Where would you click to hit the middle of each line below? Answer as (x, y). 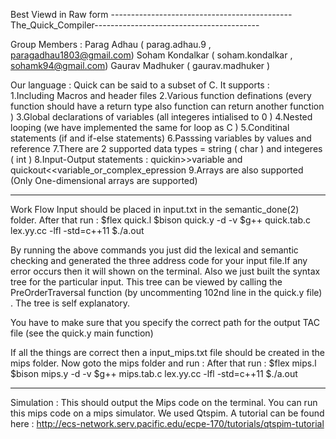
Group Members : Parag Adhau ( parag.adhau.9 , (111, 44)
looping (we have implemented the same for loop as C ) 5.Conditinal (150, 127)
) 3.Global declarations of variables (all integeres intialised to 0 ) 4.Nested (161, 117)
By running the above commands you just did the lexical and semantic (154, 250)
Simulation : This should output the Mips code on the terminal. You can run (164, 402)
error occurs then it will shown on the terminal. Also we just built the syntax (165, 271)
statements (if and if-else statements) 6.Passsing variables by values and (161, 138)
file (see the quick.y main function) (82, 333)
